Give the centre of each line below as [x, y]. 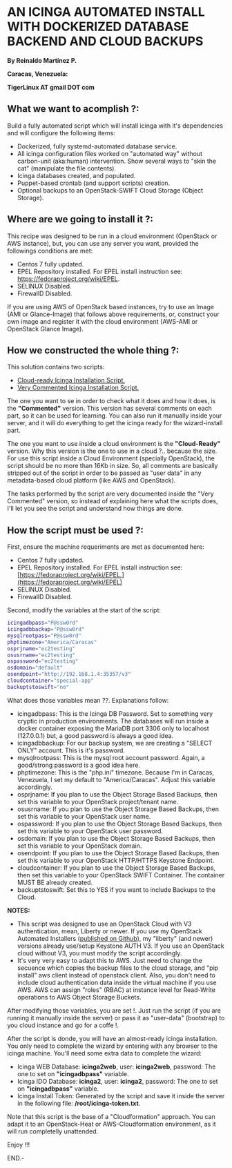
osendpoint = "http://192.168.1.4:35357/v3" [69, 674]
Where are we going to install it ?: [80, 219]
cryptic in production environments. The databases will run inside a [113, 721]
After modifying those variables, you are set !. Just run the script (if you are [114, 1010]
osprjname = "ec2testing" [41, 649]
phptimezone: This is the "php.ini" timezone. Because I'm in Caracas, [115, 772]
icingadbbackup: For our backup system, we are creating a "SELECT [115, 743]
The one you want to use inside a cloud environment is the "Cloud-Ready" [114, 444]
